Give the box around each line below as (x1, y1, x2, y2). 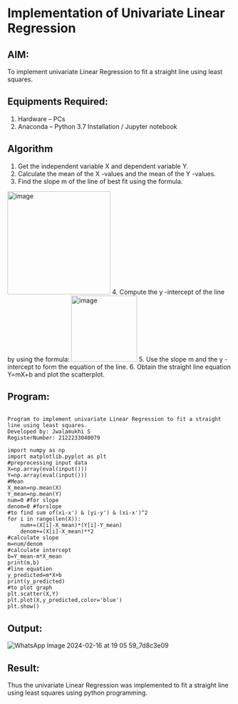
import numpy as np (7, 447, 66, 454)
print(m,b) (7, 559, 40, 566)
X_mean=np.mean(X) (7, 484, 62, 491)
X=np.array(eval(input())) (7, 466, 88, 473)
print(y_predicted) (7, 578, 66, 586)
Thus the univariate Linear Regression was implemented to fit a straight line (7, 681, 229, 690)
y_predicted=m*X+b (7, 572, 62, 579)
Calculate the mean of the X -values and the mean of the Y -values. (17, 169, 216, 178)
